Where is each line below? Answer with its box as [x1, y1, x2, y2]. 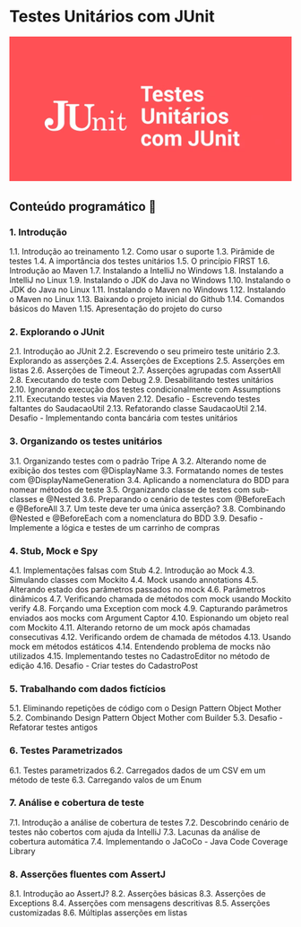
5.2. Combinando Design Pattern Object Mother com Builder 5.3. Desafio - [9, 713, 284, 723]
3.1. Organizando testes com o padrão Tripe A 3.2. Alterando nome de [9, 455, 267, 466]
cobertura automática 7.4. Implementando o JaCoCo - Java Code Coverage [9, 836, 288, 846]
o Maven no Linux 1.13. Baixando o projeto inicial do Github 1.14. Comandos [9, 294, 285, 305]
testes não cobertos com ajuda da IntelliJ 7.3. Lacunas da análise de [9, 827, 261, 837]
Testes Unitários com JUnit [9, 6, 215, 27]
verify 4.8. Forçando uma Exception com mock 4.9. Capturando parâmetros [9, 602, 288, 613]
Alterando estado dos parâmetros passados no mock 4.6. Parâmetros [9, 584, 266, 594]
